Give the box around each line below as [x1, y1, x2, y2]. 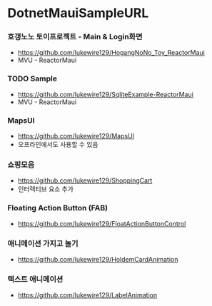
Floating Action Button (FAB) [7, 203, 108, 213]
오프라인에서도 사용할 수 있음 [17, 141, 99, 149]
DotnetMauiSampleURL [7, 5, 149, 21]
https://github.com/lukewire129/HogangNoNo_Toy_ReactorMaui [17, 49, 205, 57]
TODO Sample [7, 73, 57, 83]
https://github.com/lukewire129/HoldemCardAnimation [17, 255, 178, 263]
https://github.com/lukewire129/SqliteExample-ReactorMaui [17, 90, 194, 98]
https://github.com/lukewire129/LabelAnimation [17, 291, 158, 300]
